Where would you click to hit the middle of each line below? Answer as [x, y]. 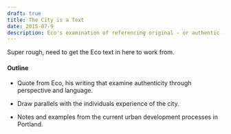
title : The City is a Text [46, 20]
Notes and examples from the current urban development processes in [118, 117]
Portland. [30, 124]
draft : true [24, 13]
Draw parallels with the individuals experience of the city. [98, 104]
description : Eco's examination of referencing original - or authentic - [117, 33]
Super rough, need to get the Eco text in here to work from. [91, 52]
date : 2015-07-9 [30, 26]
